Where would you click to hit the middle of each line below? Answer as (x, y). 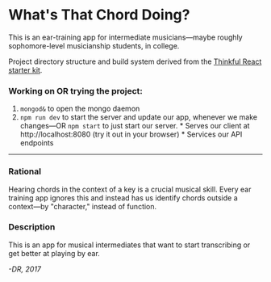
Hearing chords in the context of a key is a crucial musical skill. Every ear (130, 189)
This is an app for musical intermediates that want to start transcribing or (129, 245)
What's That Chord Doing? (99, 15)
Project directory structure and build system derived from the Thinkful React (135, 61)
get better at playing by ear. (54, 253)
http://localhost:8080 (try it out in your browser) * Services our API (131, 134)
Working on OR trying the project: (76, 90)
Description (32, 227)
